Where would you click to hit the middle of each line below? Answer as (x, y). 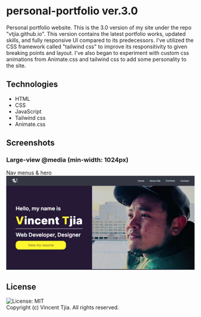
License (21, 287)
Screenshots (31, 143)
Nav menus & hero (29, 173)
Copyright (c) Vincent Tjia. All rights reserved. (63, 307)
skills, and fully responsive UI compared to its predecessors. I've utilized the (100, 40)
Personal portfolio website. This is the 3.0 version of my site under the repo (99, 27)
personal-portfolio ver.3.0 (72, 11)
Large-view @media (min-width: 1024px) (67, 160)
